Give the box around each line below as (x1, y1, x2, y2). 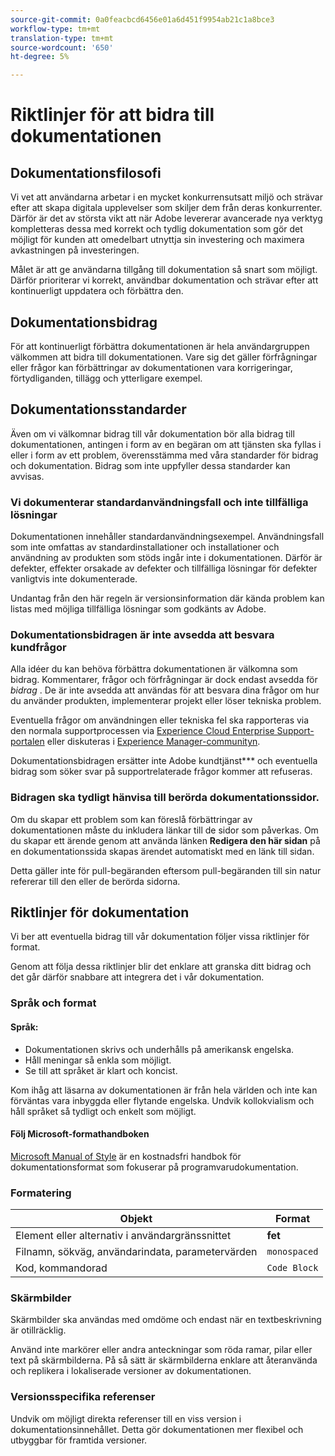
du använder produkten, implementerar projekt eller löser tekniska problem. (10, 695, 322, 707)
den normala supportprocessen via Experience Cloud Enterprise (10, 725, 275, 737)
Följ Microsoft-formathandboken (10, 1128, 150, 1140)
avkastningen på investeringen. (10, 244, 140, 256)
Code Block (266, 1262, 319, 1274)
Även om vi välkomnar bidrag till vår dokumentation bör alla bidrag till (10, 427, 295, 440)
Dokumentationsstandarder (10, 401, 187, 418)
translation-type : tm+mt (10, 33, 114, 43)
